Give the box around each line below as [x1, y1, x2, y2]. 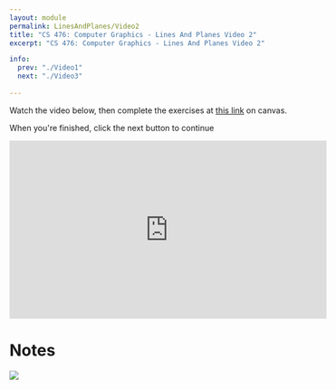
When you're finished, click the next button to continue [9, 122, 215, 133]
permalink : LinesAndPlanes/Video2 [9, 22, 140, 31]
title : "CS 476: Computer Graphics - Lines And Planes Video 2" [9, 30, 257, 39]
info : [9, 55, 30, 64]
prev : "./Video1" [17, 63, 83, 72]
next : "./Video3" [17, 71, 83, 81]
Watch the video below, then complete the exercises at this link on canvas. [9, 105, 288, 116]
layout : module [9, 13, 67, 23]
